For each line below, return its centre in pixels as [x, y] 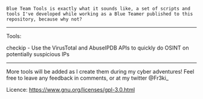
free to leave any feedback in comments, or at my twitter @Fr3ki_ [88, 78]
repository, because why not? [44, 19]
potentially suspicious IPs [38, 54]
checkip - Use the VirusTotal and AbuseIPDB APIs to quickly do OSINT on [98, 48]
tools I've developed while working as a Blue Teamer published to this [100, 14]
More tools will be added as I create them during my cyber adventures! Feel [100, 72]
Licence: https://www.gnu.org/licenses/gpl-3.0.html [71, 90]
